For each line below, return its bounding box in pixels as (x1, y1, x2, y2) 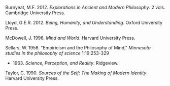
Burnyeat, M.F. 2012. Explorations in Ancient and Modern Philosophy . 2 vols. (5, 5, 165, 10)
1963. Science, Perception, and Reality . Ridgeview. (12, 60, 119, 66)
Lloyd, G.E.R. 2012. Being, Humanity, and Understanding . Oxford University (5, 20, 163, 25)
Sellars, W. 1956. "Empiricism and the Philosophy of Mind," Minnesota (5, 45, 151, 50)
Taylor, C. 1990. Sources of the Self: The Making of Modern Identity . (5, 70, 148, 76)
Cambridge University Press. (5, 10, 65, 16)
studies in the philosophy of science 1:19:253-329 (5, 50, 109, 56)
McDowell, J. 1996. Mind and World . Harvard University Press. (5, 35, 135, 41)
